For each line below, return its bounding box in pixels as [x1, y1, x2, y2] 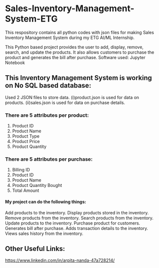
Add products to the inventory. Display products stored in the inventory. [5, 209, 149, 215]
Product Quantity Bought [12, 183, 62, 188]
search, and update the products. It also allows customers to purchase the [5, 49, 155, 55]
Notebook [5, 60, 25, 65]
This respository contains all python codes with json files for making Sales [5, 29, 155, 35]
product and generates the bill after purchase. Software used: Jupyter [5, 54, 146, 60]
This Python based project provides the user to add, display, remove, [5, 44, 144, 50]
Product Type [12, 133, 40, 139]
